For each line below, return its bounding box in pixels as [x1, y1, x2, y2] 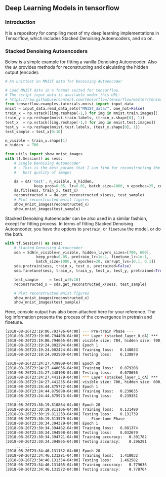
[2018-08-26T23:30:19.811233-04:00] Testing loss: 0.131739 [5, 412, 138, 417]
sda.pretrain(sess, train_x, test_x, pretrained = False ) [14, 264, 132, 269]
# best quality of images [14, 170, 72, 175]
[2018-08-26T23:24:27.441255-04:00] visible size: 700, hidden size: [5, 379, 152, 385]
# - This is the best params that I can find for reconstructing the [14, 165, 161, 170]
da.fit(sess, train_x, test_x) [14, 188, 79, 193]
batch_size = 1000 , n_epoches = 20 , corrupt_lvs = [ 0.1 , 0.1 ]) [36, 259, 156, 264]
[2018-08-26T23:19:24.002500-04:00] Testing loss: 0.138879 [5, 352, 138, 357]
